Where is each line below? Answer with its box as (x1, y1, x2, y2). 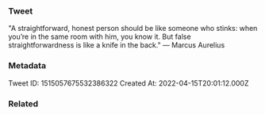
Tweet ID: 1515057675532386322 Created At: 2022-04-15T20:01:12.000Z (8, 78, 249, 88)
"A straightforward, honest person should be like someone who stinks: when (8, 24, 258, 33)
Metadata (8, 60, 46, 71)
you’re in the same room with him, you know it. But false (8, 32, 192, 41)
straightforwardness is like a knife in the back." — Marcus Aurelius (8, 40, 225, 50)
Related (8, 98, 39, 109)
